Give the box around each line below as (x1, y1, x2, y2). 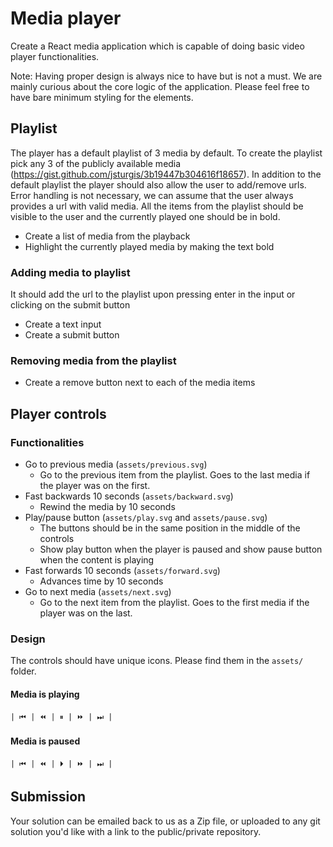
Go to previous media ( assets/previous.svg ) (24, 458, 208, 471)
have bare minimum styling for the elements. (10, 91, 194, 103)
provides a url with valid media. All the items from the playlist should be (10, 200, 304, 212)
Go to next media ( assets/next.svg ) (24, 586, 172, 598)
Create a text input (24, 318, 102, 331)
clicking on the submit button (10, 299, 131, 311)
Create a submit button (24, 329, 120, 341)
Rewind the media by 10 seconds (39, 501, 176, 513)
